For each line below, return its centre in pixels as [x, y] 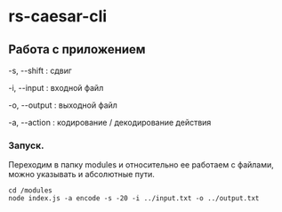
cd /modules [30, 191]
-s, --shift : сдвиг [40, 70]
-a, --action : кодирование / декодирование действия [110, 122]
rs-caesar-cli [58, 16]
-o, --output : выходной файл [63, 105]
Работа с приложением [77, 49]
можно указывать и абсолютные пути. [81, 175]
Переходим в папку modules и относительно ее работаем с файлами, [141, 165]
